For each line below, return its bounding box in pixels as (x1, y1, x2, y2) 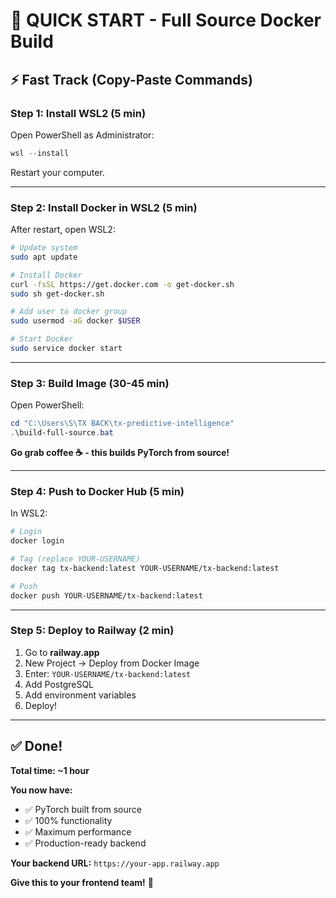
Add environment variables (24, 689, 137, 701)
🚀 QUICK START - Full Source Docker (10, 9, 322, 32)
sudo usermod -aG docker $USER (10, 316, 141, 326)
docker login (10, 536, 65, 546)
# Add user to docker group (10, 307, 128, 317)
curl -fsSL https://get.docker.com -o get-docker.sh (10, 279, 235, 289)
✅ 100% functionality (24, 814, 113, 826)
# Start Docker (10, 334, 74, 344)
